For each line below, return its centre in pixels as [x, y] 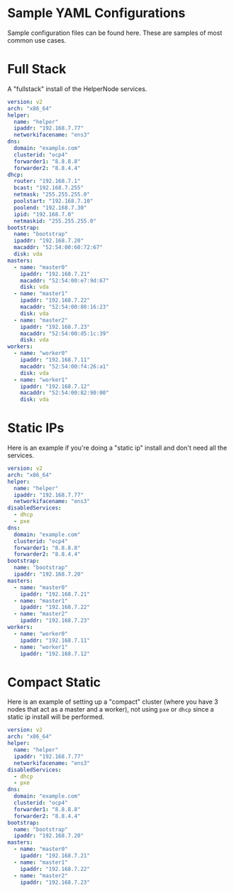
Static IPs [36, 428]
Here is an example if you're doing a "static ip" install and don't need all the [117, 448]
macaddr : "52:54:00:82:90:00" [65, 393]
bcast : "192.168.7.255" [49, 188]
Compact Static [54, 682]
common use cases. [37, 40]
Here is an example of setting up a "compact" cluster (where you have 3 [113, 702]
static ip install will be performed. [56, 717]
